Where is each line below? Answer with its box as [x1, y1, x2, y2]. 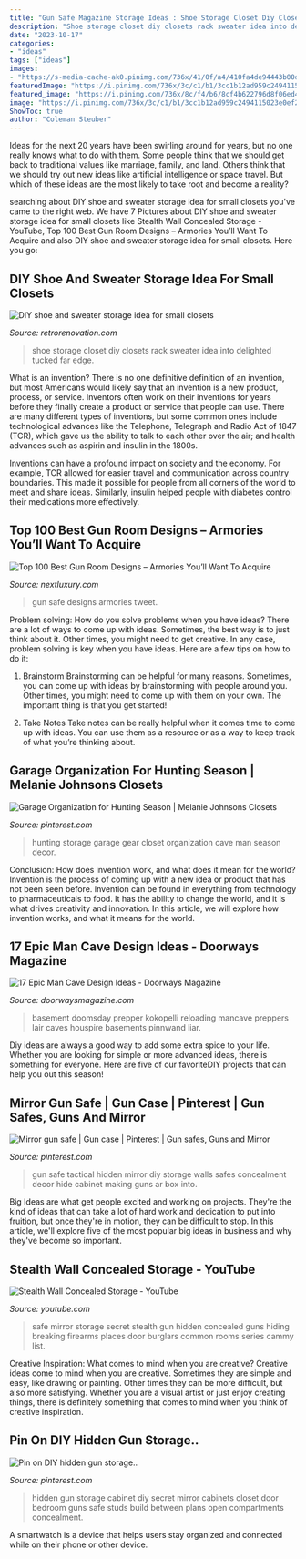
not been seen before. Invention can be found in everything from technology [9, 883, 297, 894]
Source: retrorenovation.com [9, 327, 117, 338]
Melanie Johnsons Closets [9, 777, 164, 793]
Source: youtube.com [9, 1304, 91, 1314]
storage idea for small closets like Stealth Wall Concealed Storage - [9, 216, 262, 227]
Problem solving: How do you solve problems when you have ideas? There [9, 614, 290, 625]
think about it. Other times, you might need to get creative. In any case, [9, 633, 276, 644]
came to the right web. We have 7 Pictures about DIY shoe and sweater [9, 206, 277, 217]
